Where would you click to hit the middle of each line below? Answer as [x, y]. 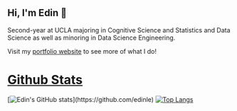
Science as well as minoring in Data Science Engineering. [91, 37]
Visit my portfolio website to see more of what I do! [82, 51]
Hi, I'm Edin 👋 [37, 13]
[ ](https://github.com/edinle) [81, 99]
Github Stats [45, 80]
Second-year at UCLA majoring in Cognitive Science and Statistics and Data [119, 30]
